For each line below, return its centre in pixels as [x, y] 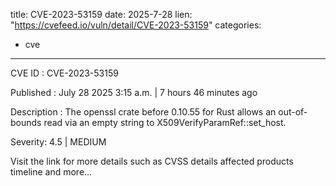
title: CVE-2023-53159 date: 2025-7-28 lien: [101, 14]
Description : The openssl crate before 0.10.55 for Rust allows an [143, 112]
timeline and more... [51, 172]
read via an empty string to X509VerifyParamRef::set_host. [165, 122]
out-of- [293, 112]
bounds [26, 122]
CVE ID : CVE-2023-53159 [64, 73]
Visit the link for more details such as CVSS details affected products [152, 161]
